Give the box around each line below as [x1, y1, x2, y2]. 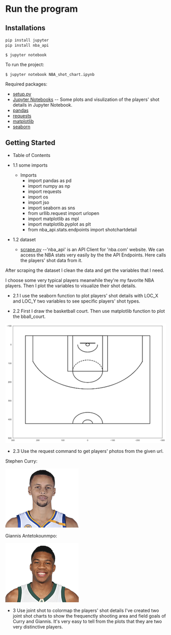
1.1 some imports [12, 162, 48, 168]
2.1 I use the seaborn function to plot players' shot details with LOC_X [12, 292, 158, 299]
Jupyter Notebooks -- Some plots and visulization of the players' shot [12, 96, 160, 103]
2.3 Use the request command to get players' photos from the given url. [12, 448, 164, 454]
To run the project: [5, 62, 44, 67]
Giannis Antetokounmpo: [5, 533, 57, 539]
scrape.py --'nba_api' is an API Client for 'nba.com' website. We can [20, 246, 164, 252]
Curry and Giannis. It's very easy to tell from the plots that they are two [12, 619, 162, 625]
